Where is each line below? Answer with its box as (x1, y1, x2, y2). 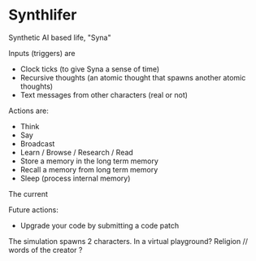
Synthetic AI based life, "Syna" (8, 33, 111, 42)
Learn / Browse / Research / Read (20, 147, 134, 157)
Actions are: (8, 106, 49, 115)
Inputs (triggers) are (8, 48, 76, 58)
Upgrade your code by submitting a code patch (20, 220, 180, 230)
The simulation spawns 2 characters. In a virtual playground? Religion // (8, 236, 248, 246)
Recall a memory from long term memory (20, 164, 158, 174)
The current (8, 189, 49, 198)
